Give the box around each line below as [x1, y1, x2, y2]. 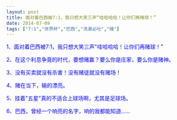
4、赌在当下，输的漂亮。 [6, 82, 68, 89]
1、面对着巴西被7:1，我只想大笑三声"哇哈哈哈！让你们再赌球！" [6, 43, 164, 50]
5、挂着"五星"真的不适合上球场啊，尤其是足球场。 [6, 95, 132, 102]
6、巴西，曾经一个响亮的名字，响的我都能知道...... [6, 107, 130, 115]
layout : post [6, 8, 39, 15]
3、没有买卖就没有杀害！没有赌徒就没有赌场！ [6, 69, 121, 76]
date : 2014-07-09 [6, 20, 50, 26]
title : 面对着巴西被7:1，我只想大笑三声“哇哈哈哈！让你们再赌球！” [6, 15, 156, 21]
